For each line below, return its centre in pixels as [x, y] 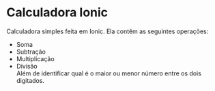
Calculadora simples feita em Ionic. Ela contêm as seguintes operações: [107, 31]
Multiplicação [35, 58]
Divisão [27, 66]
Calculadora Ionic [57, 13]
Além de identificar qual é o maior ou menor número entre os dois [109, 73]
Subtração [31, 52]
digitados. [30, 80]
